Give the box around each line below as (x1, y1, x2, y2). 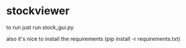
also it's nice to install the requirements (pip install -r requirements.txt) (6, 35, 181, 42)
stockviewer (6, 4, 70, 18)
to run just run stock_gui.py (6, 24, 74, 31)
